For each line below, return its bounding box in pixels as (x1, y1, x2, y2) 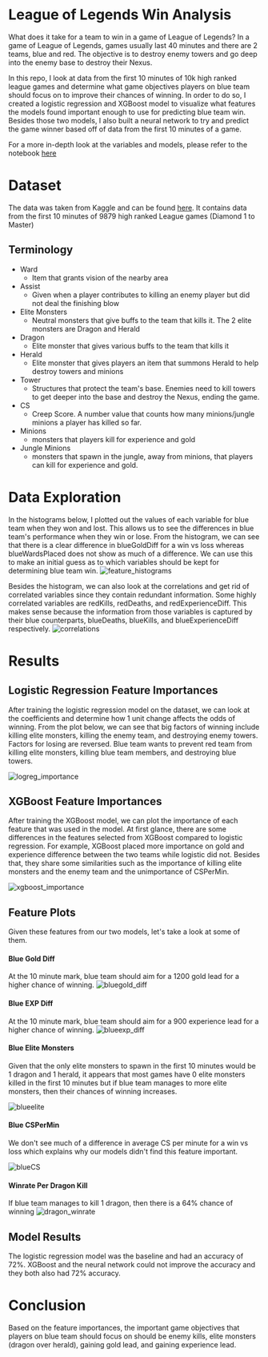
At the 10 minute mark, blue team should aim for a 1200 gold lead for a (8, 972, 240, 981)
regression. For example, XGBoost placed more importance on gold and (8, 841, 245, 851)
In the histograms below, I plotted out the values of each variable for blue (8, 514, 250, 524)
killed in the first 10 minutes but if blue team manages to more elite (8, 1077, 227, 1087)
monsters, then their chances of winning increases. (8, 1086, 178, 1096)
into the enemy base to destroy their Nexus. (8, 58, 153, 67)
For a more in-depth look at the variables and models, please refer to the (8, 139, 248, 149)
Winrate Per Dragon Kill (8, 1180, 88, 1190)
